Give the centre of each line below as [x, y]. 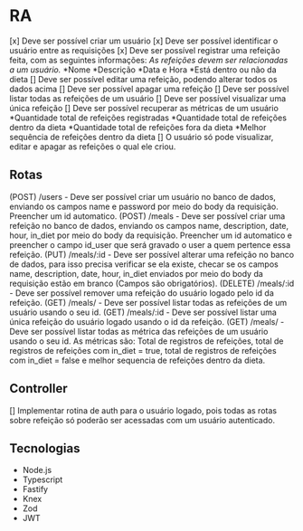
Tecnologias [45, 448]
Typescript [43, 479]
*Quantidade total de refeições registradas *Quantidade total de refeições [148, 118]
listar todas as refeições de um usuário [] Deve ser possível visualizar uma [148, 98]
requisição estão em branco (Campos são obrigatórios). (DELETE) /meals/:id [152, 283]
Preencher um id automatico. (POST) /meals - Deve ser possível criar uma [147, 216]
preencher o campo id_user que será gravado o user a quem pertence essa [150, 244]
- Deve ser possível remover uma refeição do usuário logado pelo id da [142, 293]
